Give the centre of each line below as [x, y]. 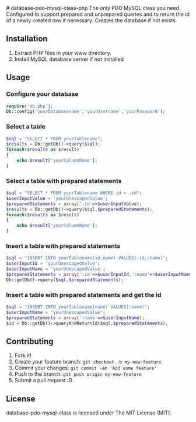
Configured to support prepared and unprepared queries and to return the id [98, 14]
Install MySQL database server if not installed [69, 59]
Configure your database [42, 94]
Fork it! [23, 355]
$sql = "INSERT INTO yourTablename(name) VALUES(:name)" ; [78, 307]
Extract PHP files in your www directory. [63, 53]
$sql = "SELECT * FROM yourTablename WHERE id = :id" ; [74, 193]
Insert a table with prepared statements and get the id [84, 295]
